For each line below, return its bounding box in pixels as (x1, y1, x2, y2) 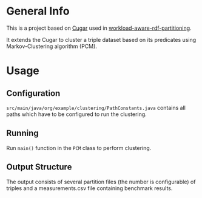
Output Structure (6, 162, 72, 172)
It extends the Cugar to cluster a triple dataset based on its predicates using (6, 36, 197, 43)
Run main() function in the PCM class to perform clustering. (6, 144, 152, 151)
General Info (6, 4, 70, 18)
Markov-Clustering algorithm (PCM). (6, 43, 97, 50)
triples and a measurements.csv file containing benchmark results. (6, 184, 173, 192)
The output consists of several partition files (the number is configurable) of (6, 178, 196, 185)
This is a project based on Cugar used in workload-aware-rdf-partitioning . (6, 24, 192, 32)
